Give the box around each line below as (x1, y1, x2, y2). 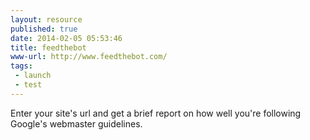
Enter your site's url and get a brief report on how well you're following (10, 107, 302, 119)
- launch (14, 71, 52, 81)
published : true (10, 24, 78, 34)
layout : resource (10, 14, 83, 25)
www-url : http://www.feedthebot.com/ (10, 52, 168, 62)
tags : (10, 61, 33, 71)
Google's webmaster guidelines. (10, 117, 143, 130)
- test (14, 80, 43, 90)
